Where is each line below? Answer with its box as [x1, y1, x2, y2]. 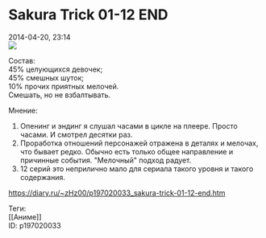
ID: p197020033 [8, 220, 62, 230]
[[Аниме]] [8, 211, 42, 222]
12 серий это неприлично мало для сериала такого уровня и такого [19, 163, 254, 174]
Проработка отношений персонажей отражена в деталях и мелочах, [19, 138, 259, 148]
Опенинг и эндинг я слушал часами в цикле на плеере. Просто [19, 121, 238, 130]
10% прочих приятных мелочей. [8, 81, 119, 91]
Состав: [8, 55, 35, 65]
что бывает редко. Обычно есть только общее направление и [19, 146, 234, 156]
